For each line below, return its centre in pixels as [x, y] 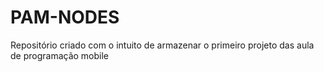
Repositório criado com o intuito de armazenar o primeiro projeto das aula [162, 45]
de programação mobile [60, 55]
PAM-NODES [65, 17]
